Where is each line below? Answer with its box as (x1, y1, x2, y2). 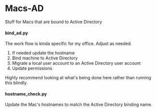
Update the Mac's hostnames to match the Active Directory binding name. (5, 102, 153, 108)
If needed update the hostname (12, 50, 75, 56)
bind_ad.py (5, 30, 28, 36)
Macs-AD (5, 3, 44, 14)
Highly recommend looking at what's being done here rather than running (5, 75, 151, 81)
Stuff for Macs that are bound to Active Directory (5, 19, 102, 25)
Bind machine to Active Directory (12, 55, 78, 61)
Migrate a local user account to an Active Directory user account (12, 60, 141, 66)
